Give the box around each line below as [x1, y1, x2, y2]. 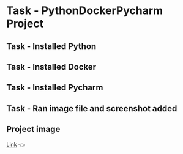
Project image [6, 124, 61, 134]
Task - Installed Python [6, 41, 97, 51]
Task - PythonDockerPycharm [6, 4, 163, 18]
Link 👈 [6, 141, 26, 148]
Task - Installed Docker [6, 62, 97, 72]
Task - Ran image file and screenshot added [6, 103, 177, 114]
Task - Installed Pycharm [6, 82, 103, 93]
